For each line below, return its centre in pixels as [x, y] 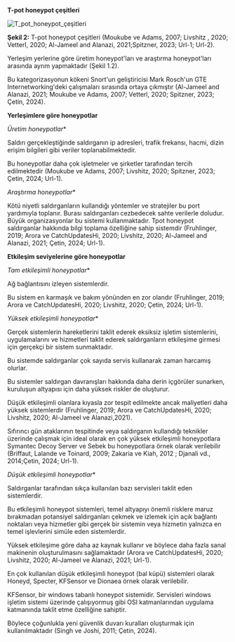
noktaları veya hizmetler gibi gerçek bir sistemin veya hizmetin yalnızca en [115, 524]
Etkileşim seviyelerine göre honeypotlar [67, 256]
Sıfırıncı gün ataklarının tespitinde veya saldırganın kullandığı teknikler [108, 431]
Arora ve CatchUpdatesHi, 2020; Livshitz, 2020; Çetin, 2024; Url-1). [105, 305]
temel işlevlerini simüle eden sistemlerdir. [67, 531]
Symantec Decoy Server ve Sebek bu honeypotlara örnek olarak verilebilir [114, 446]
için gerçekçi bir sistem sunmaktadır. [60, 347]
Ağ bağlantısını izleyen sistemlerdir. [58, 284]
